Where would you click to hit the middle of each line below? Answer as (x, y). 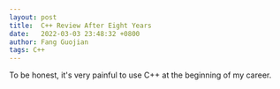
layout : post (33, 17)
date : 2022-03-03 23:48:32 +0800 (75, 33)
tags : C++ (27, 50)
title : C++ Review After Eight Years (80, 26)
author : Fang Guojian (49, 42)
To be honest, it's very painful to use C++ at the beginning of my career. (140, 75)
